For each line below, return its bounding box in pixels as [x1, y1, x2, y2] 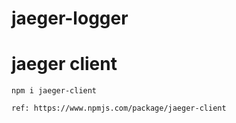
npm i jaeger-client [11, 86, 98, 96]
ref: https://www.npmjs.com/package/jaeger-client [11, 103, 227, 114]
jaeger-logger [11, 7, 129, 30]
